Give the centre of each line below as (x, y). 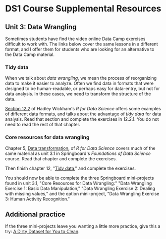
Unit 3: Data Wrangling (41, 27)
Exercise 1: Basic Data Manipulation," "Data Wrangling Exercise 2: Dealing (80, 188)
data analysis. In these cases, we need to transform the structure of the (78, 94)
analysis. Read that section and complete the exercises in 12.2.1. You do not (82, 119)
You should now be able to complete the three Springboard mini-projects (80, 178)
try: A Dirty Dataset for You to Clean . (42, 232)
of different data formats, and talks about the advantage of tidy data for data (83, 114)
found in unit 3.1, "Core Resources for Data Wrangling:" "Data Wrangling (79, 183)
